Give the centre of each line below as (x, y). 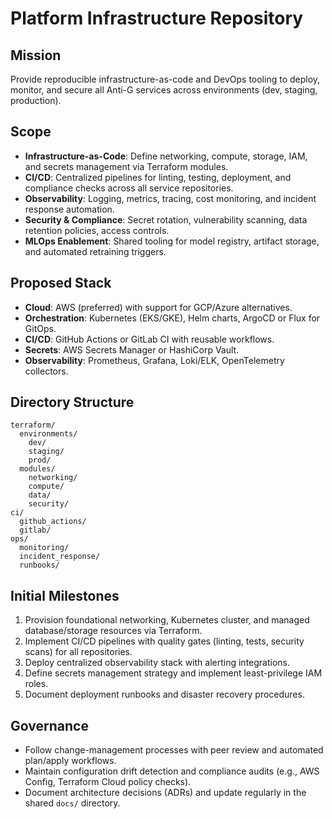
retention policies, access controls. (97, 230)
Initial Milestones (65, 595)
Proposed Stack (61, 283)
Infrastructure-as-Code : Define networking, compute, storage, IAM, (166, 156)
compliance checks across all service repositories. (129, 188)
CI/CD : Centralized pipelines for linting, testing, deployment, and (158, 177)
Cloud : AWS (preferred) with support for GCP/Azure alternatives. (158, 307)
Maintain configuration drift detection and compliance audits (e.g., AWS (172, 771)
